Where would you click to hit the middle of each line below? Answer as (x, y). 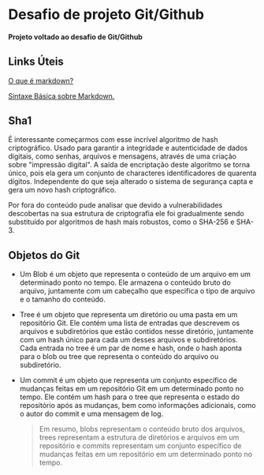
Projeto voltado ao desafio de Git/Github (76, 36)
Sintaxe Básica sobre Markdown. (61, 95)
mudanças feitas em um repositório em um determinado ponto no (146, 454)
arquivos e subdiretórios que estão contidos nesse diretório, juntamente (136, 331)
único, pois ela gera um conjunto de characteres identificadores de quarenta (132, 173)
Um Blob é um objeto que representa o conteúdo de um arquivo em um (135, 275)
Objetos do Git (44, 255)
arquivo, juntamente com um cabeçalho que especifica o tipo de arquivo (137, 291)
